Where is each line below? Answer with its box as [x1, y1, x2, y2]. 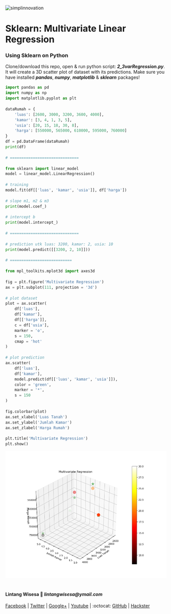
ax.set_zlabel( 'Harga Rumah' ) [5, 425, 70, 430]
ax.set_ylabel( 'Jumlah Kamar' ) [5, 420, 72, 425]
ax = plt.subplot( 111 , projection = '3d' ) [5, 285, 97, 290]
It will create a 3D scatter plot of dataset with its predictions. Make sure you [5, 69, 165, 75]
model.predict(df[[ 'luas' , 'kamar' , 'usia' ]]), [14, 376, 118, 382]
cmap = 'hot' [14, 338, 42, 344]
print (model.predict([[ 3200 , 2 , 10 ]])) [5, 247, 91, 252]
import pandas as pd [5, 85, 50, 90]
